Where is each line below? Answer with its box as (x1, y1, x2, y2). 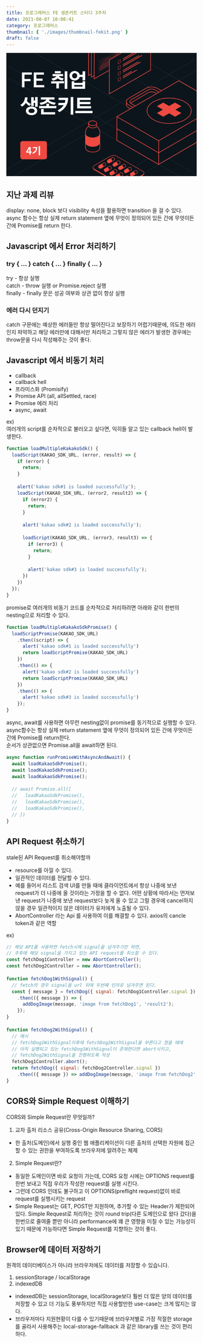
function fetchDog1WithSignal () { (6, 975, 94, 982)
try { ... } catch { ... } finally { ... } (6, 260, 103, 268)
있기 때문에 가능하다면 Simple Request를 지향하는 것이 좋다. (14, 1225, 157, 1232)
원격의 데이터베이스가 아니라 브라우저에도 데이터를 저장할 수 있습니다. (6, 1261, 169, 1269)
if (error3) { (28, 541, 63, 547)
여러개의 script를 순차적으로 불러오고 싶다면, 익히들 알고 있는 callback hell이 (6, 425, 187, 432)
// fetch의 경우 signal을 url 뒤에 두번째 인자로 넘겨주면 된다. (11, 982, 157, 988)
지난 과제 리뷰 (6, 189, 54, 200)
